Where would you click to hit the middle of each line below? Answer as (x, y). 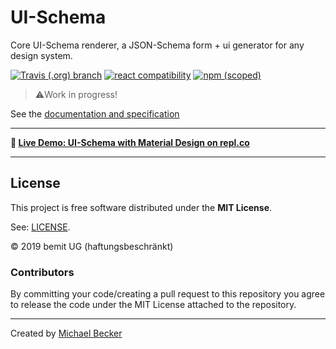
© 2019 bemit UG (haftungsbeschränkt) (92, 246)
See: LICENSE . (40, 227)
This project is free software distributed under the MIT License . (141, 207)
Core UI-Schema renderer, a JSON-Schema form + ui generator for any (157, 45)
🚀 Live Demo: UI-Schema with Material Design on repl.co (130, 142)
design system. (41, 55)
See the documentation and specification (95, 113)
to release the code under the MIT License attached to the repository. (153, 305)
